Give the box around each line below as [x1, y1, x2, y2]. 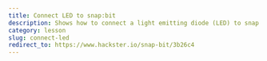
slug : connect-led [8, 33, 70, 42]
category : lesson [8, 26, 66, 34]
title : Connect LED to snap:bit [8, 11, 116, 20]
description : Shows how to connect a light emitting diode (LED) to [8, 19, 241, 27]
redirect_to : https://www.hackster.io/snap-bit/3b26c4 [8, 41, 195, 49]
